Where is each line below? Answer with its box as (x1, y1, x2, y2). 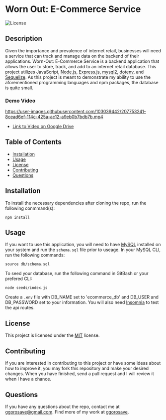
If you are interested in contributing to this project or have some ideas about (5, 360, 161, 366)
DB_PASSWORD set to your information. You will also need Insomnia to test (5, 299, 159, 305)
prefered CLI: (5, 276, 32, 282)
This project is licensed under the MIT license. (5, 332, 100, 338)
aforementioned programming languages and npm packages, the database (5, 79, 159, 85)
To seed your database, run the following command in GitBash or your (5, 271, 149, 277)
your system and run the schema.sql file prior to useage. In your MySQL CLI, (5, 247, 161, 253)
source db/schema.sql (5, 262, 50, 267)
